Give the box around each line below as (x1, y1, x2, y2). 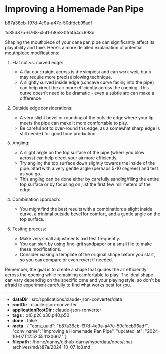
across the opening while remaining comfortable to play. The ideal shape (5, 272, 153, 278)
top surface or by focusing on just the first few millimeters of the (19, 181, 151, 187)
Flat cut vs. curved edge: (12, 59, 63, 65)
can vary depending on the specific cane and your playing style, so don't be (5, 277, 161, 283)
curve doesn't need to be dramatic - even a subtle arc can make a (19, 90, 154, 96)
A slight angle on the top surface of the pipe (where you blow (19, 149, 145, 155)
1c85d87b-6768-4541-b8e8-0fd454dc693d (5, 29, 95, 35)
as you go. (19, 170, 41, 177)
